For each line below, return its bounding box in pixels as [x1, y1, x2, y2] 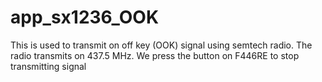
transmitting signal [10, 60, 87, 72]
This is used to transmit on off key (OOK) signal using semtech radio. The [10, 39, 313, 51]
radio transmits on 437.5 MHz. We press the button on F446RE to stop [10, 49, 300, 61]
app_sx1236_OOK [10, 6, 160, 29]
